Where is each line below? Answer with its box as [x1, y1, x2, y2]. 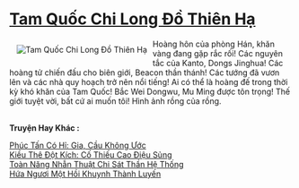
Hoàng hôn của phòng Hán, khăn [152, 38, 276, 49]
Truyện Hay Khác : [9, 122, 80, 133]
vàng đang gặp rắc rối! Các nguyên [152, 47, 283, 58]
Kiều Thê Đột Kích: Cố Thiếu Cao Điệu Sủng [9, 149, 172, 160]
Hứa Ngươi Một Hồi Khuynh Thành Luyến [9, 168, 162, 179]
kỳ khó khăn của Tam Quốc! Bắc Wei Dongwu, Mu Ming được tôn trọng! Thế [9, 86, 291, 97]
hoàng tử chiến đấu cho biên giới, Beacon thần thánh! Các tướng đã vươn [9, 67, 280, 78]
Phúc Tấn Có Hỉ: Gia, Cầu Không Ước [9, 140, 146, 150]
